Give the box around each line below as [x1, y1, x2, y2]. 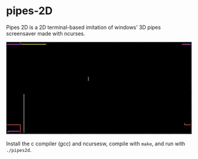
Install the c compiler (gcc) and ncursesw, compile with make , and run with [6, 140, 186, 147]
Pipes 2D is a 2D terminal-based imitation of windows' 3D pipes [6, 24, 161, 31]
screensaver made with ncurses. [6, 30, 85, 37]
